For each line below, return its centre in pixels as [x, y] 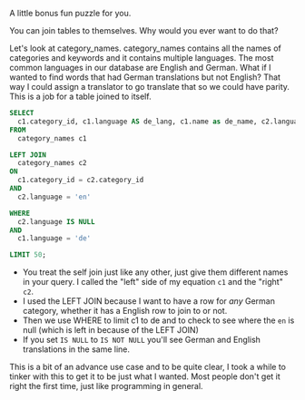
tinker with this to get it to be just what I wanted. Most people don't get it [145, 376]
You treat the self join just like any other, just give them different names [155, 272]
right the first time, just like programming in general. [106, 386]
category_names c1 [53, 138]
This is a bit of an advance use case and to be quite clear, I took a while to [148, 367]
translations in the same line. [76, 349]
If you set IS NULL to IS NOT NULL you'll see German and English [142, 340]
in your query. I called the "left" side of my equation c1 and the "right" [152, 282]
